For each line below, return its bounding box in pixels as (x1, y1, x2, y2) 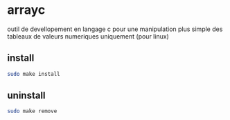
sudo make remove (7, 108, 57, 115)
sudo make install (7, 70, 60, 77)
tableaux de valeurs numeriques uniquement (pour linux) (7, 32, 170, 40)
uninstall (7, 90, 46, 101)
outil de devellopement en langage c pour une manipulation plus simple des (7, 25, 223, 33)
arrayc (7, 2, 46, 18)
